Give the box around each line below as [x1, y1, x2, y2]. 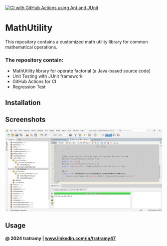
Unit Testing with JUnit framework [12, 73, 83, 79]
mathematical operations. [5, 44, 57, 50]
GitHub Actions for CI [12, 78, 56, 84]
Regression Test [12, 84, 46, 90]
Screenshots [5, 115, 46, 124]
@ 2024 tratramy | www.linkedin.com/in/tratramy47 [5, 235, 116, 241]
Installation [5, 98, 41, 107]
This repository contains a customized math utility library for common [5, 38, 148, 44]
